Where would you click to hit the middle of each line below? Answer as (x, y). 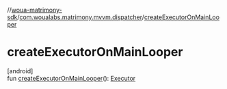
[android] (20, 71)
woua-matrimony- (37, 10)
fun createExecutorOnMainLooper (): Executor (71, 78)
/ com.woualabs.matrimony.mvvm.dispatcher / (81, 17)
